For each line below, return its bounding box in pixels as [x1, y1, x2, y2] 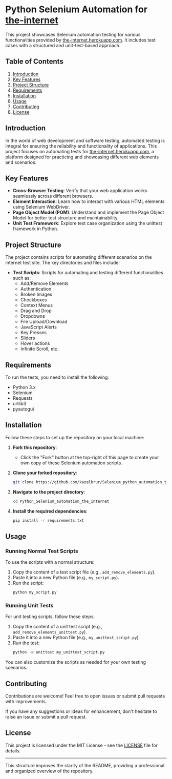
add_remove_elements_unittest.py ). [12, 629, 87, 635]
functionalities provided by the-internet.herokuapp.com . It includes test [5, 37, 156, 43]
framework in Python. [12, 225, 59, 232]
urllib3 [12, 401, 27, 406]
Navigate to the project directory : [12, 488, 85, 495]
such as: [12, 275, 31, 281]
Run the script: [12, 580, 44, 586]
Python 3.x [12, 384, 36, 390]
